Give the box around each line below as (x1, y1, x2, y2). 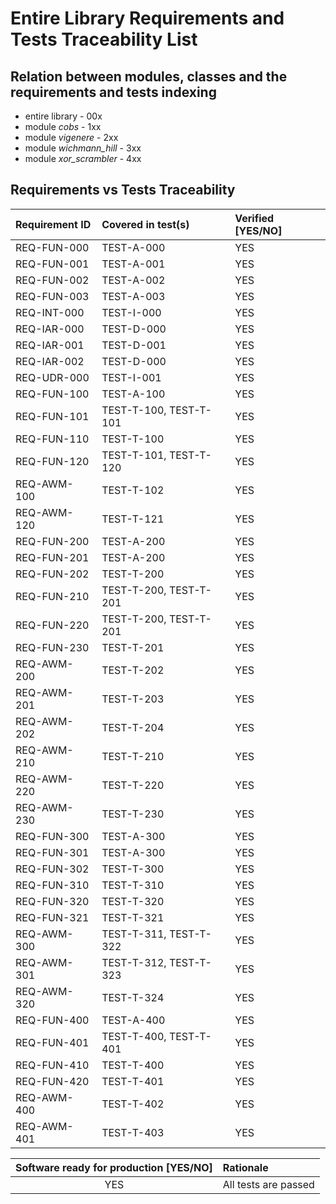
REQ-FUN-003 (15, 289, 90, 303)
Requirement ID (15, 217, 92, 231)
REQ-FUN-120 (15, 454, 90, 468)
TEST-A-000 (101, 240, 166, 254)
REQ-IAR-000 (15, 322, 85, 336)
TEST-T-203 (101, 692, 165, 706)
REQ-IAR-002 (15, 354, 85, 368)
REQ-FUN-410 (15, 1058, 90, 1072)
